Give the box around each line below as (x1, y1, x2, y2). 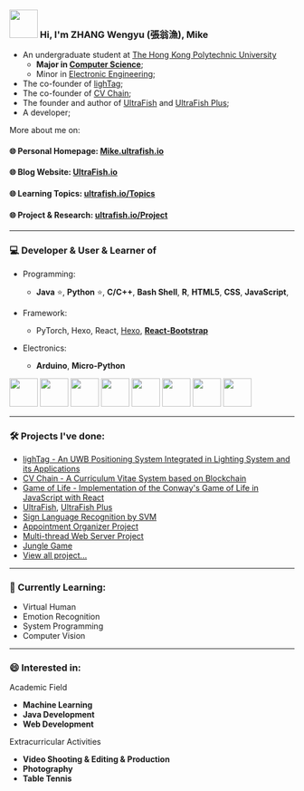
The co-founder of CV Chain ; (22, 88, 132, 99)
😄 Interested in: (9, 661, 81, 674)
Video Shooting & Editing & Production (22, 754, 170, 765)
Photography (22, 764, 73, 775)
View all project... (22, 549, 88, 561)
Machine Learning (22, 699, 93, 710)
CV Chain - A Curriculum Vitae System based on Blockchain (22, 472, 247, 484)
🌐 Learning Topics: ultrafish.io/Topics (9, 188, 156, 199)
